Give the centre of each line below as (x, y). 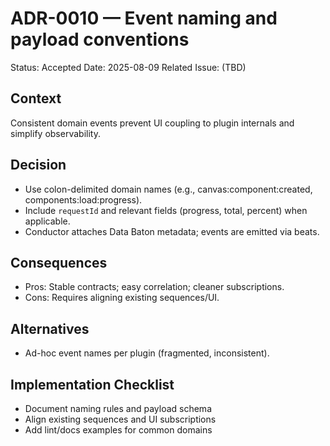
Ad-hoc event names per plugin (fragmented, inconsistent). (147, 353)
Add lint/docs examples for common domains (118, 430)
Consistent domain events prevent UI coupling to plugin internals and (152, 123)
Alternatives (50, 328)
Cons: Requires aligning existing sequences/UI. (122, 298)
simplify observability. (55, 133)
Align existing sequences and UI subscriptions (120, 419)
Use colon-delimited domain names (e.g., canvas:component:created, (168, 189)
